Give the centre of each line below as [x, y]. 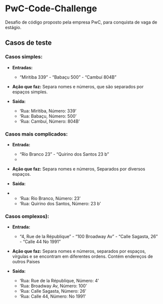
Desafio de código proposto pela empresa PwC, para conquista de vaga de [81, 22]
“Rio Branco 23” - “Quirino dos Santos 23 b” [64, 154]
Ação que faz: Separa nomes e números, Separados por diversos [79, 169]
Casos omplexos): [27, 216]
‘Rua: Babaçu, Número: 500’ [48, 116]
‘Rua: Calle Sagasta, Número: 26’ [53, 291]
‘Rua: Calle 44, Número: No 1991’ [53, 296]
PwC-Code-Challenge [51, 9]
